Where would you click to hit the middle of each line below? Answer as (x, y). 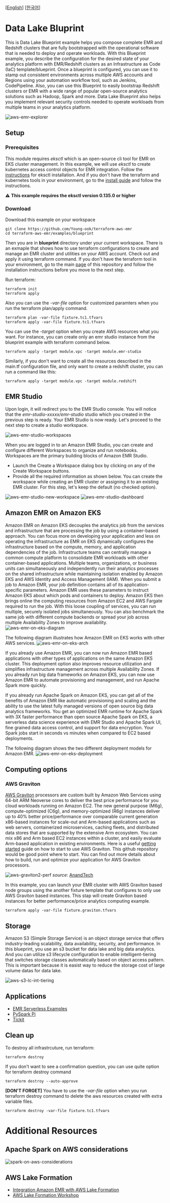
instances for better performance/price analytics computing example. (78, 901)
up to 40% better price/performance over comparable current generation (82, 817)
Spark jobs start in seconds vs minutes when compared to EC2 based (78, 733)
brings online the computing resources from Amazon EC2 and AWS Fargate (84, 601)
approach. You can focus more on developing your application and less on (83, 536)
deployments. (19, 738)
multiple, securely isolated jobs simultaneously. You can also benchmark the (85, 611)
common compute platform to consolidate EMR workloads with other (77, 558)
